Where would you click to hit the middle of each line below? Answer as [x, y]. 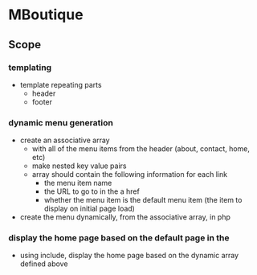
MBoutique [46, 15]
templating [30, 68]
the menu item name [78, 183]
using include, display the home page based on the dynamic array [129, 256]
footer [42, 101]
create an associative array [65, 140]
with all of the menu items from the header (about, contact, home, [141, 149]
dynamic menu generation [61, 122]
